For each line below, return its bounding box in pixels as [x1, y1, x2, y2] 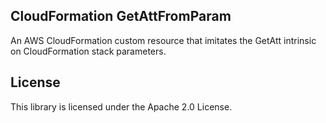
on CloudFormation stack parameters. [10, 45, 167, 57]
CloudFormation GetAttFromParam [10, 8, 232, 25]
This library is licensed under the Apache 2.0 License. [10, 100, 233, 113]
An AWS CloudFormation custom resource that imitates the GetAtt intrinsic [10, 34, 317, 46]
